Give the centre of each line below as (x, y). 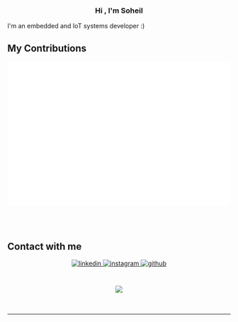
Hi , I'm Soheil (119, 11)
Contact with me (45, 247)
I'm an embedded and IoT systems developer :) (76, 26)
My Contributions (47, 48)
